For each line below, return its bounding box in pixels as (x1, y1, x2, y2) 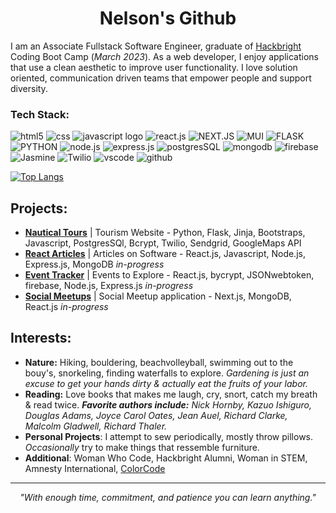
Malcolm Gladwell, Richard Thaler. (24, 420, 168, 432)
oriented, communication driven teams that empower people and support (10, 72, 312, 84)
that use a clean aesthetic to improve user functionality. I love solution (10, 61, 298, 73)
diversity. (10, 82, 48, 94)
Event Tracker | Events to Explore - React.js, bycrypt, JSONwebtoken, (24, 269, 315, 281)
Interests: (10, 330, 72, 347)
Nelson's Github (99, 7, 237, 30)
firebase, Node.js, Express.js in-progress (24, 280, 194, 292)
